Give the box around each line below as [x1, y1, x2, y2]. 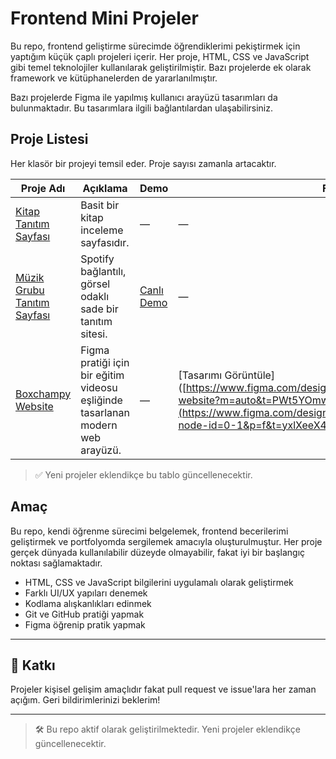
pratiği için [80, 355, 130, 369]
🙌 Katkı [10, 657, 56, 674]
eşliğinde [80, 393, 123, 407]
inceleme [80, 223, 124, 237]
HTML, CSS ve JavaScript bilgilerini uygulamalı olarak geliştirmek [24, 576, 294, 588]
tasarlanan [80, 405, 130, 419]
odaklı [80, 289, 110, 303]
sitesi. [80, 327, 108, 341]
